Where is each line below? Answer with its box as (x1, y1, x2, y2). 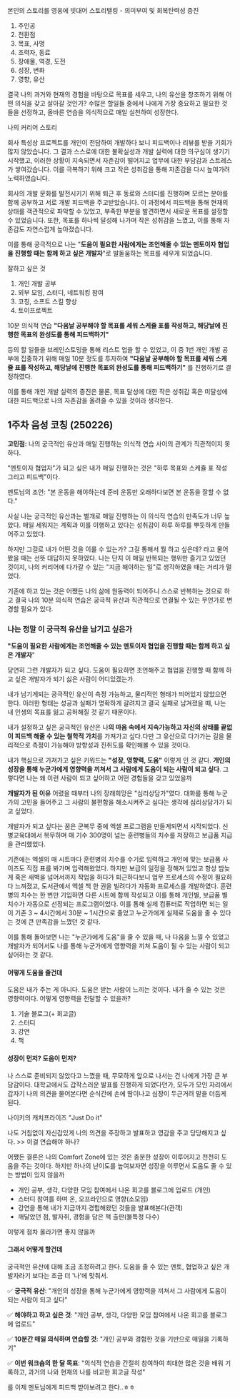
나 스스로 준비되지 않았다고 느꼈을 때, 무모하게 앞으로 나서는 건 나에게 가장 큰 (7, 1071, 221, 1080)
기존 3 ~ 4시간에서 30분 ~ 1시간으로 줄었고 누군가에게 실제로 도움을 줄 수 (14, 909, 219, 917)
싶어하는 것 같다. (7, 950, 54, 959)
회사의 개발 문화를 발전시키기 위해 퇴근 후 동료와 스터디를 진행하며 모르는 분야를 (7, 189, 229, 198)
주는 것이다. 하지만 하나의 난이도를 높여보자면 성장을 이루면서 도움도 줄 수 (20, 1161, 225, 1170)
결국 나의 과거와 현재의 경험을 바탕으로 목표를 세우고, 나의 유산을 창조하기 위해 (7, 90, 225, 99)
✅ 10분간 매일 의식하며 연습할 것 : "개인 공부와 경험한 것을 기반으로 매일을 (7, 1334, 210, 1343)
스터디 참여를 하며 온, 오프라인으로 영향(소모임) (17, 1195, 149, 1203)
